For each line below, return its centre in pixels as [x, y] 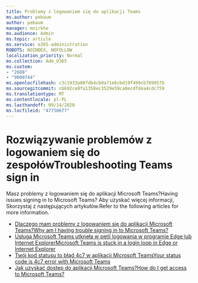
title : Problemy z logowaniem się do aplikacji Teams [74, 12]
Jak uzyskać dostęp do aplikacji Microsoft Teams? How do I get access [100, 268]
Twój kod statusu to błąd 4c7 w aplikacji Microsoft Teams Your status [98, 255]
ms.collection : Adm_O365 [37, 61]
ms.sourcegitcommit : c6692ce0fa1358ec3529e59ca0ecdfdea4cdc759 [85, 89]
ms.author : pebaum [29, 17]
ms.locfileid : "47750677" [38, 110]
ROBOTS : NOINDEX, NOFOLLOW [39, 50]
